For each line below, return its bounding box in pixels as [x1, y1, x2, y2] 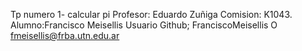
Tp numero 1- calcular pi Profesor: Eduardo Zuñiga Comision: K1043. [10, 9, 293, 20]
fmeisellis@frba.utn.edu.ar [10, 30, 120, 41]
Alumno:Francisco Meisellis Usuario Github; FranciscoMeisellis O [10, 19, 278, 31]
